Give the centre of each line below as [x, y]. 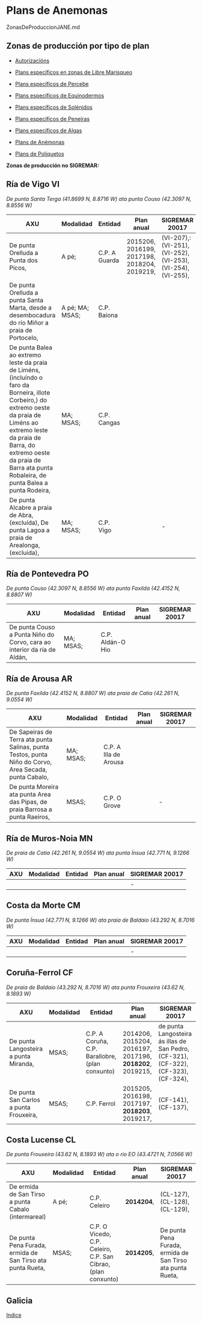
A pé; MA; [75, 307]
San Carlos [25, 1100]
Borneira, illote [30, 393]
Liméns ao [24, 423]
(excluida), [24, 553]
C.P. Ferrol [101, 1103]
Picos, [18, 268]
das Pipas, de [28, 802]
